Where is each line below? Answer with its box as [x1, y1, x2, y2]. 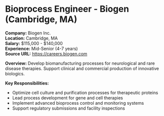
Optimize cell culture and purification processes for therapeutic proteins [12, 90, 159, 95]
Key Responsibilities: [5, 80, 49, 86]
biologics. [5, 70, 25, 76]
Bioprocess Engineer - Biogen [5, 3, 129, 15]
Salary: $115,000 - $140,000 [5, 40, 63, 46]
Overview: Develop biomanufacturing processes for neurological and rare [5, 60, 155, 66]
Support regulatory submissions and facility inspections [12, 105, 125, 111]
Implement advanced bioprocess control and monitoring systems [12, 100, 144, 106]
